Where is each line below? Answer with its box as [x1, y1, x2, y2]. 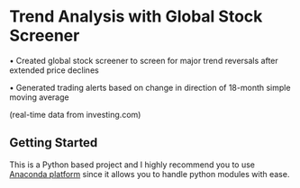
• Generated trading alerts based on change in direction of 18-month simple [9, 82, 291, 93]
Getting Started [9, 135, 98, 150]
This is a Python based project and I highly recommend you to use [9, 159, 255, 170]
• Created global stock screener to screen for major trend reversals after [9, 55, 279, 66]
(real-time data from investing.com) [9, 109, 141, 120]
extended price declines [9, 65, 99, 76]
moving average [9, 92, 69, 103]
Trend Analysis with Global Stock [9, 6, 263, 27]
